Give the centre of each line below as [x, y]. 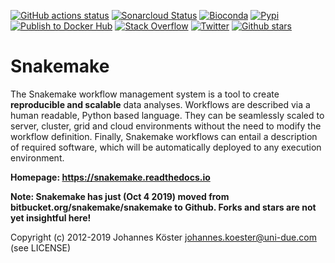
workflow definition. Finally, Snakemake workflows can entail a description [164, 136]
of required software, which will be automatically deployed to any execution [166, 147]
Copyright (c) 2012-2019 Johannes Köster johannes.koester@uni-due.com [163, 237]
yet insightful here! [51, 217]
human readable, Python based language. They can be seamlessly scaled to [167, 115]
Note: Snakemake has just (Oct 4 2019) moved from [120, 196]
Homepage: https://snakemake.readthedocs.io [110, 177]
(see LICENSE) [41, 247]
